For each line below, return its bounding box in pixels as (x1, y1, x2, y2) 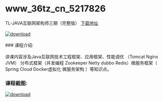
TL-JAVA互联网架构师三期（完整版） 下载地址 (5, 20, 99, 26)
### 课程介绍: (5, 42, 34, 48)
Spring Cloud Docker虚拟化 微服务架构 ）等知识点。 (5, 66, 112, 72)
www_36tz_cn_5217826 (5, 3, 106, 14)
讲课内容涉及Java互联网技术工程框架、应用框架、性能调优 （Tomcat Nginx (5, 53, 159, 60)
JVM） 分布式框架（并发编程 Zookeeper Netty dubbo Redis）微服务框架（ (5, 60, 158, 66)
